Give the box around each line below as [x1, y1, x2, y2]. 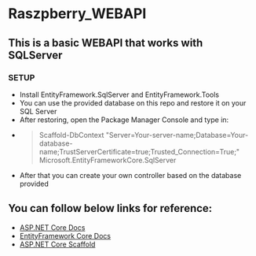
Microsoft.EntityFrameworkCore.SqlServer [38, 155, 177, 165]
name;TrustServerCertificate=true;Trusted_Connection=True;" [38, 147, 240, 156]
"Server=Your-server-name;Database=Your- [105, 130, 249, 139]
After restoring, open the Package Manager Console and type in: [19, 115, 229, 124]
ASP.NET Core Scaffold [19, 239, 96, 249]
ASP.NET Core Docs [19, 222, 86, 232]
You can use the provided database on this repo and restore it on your [19, 98, 247, 107]
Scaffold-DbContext [38, 130, 104, 139]
